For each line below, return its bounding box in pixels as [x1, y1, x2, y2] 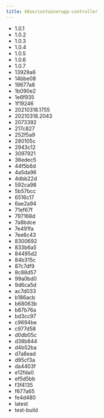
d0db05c [14, 331, 37, 339]
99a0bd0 [14, 275, 37, 282]
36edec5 [14, 156, 37, 163]
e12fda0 [14, 369, 34, 376]
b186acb [14, 294, 36, 301]
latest [14, 400, 28, 407]
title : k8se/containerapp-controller [6, 8, 98, 15]
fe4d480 [14, 394, 36, 401]
